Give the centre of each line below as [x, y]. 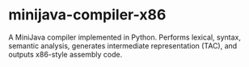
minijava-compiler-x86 [87, 15]
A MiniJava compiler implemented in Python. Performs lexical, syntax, [124, 37]
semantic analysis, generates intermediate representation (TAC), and [123, 45]
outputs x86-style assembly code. [65, 54]
